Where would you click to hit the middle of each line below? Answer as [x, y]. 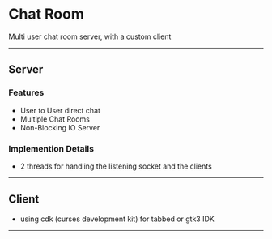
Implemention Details [51, 148]
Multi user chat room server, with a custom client [90, 36]
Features [26, 92]
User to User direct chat [60, 110]
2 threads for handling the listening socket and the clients [116, 166]
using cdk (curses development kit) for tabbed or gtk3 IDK [117, 219]
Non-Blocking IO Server [60, 127]
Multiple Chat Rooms [55, 119]
